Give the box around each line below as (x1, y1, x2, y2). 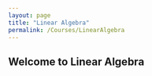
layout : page (8, 11, 51, 20)
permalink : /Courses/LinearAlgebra (8, 26, 125, 34)
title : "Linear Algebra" (8, 19, 90, 27)
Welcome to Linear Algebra (8, 55, 145, 68)
